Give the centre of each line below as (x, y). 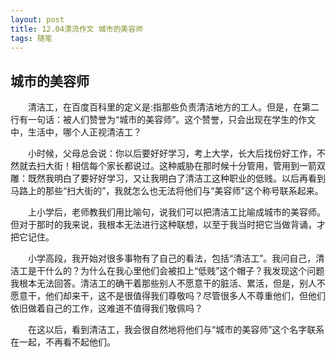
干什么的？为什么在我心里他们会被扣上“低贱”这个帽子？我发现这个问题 (180, 271)
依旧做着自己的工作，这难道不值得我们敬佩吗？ (106, 308)
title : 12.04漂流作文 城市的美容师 (76, 29)
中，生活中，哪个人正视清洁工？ (76, 132)
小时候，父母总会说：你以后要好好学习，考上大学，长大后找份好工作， (172, 153)
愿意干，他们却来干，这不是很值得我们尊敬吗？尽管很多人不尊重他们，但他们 (168, 296)
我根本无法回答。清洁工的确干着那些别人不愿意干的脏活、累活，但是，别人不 (168, 283)
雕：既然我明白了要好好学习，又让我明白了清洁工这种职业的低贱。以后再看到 (168, 178)
